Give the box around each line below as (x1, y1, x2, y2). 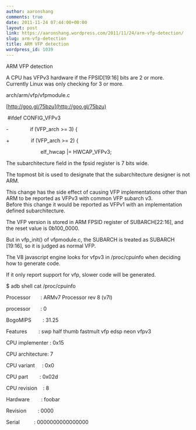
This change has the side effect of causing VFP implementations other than (6, 188, 187, 195)
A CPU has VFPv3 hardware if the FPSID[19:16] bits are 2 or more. (6, 74, 164, 81)
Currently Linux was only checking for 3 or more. (6, 80, 124, 87)
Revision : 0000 (6, 407, 54, 414)
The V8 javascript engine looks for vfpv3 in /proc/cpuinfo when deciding (6, 253, 181, 260)
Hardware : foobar (6, 395, 60, 403)
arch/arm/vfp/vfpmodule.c (6, 91, 70, 98)
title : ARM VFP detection (6, 42, 69, 47)
